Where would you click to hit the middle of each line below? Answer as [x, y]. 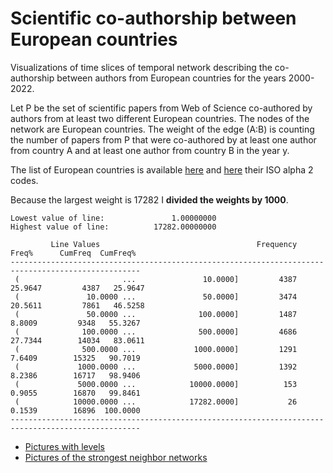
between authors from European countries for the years [171, 78]
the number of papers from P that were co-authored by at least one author [163, 139]
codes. [24, 180]
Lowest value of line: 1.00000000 [113, 218]
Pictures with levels [64, 446]
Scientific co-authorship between [153, 18]
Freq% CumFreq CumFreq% [73, 253]
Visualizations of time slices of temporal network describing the [141, 67]
